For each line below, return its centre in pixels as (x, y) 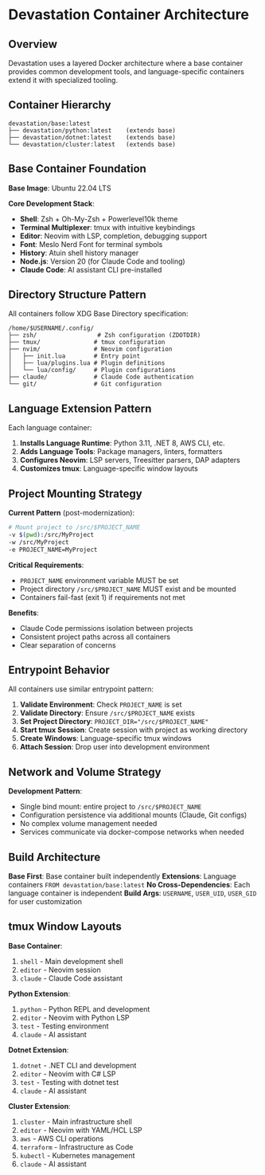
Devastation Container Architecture (129, 15)
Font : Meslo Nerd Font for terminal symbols (91, 244)
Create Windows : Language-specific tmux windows (106, 738)
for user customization (45, 901)
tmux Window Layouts (65, 927)
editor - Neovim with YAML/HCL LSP (81, 1130)
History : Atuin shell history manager (79, 253)
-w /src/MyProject (39, 542)
